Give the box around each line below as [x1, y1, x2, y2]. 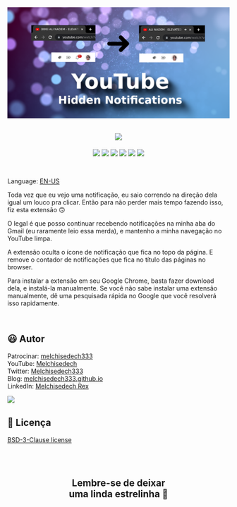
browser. [7, 263, 33, 271]
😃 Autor [7, 333, 45, 345]
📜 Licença [7, 417, 51, 429]
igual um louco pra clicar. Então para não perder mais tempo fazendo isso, [7, 198, 224, 207]
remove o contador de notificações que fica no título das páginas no [7, 255, 206, 264]
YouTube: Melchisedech [7, 359, 78, 367]
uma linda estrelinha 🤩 [68, 488, 169, 500]
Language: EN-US [7, 177, 60, 185]
